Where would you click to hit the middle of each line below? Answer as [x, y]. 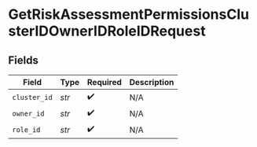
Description [152, 82]
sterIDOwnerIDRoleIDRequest [107, 31]
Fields [24, 60]
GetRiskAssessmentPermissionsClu [129, 15]
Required [104, 82]
